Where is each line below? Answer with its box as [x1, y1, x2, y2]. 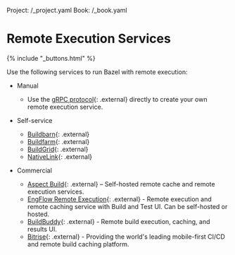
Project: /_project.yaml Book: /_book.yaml [6, 6, 127, 14]
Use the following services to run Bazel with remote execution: [6, 67, 188, 76]
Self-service [16, 116, 53, 124]
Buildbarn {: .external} [27, 130, 90, 138]
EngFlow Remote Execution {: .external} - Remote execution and [27, 194, 212, 203]
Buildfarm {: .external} [27, 137, 90, 146]
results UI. [27, 225, 58, 233]
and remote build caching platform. [27, 239, 129, 248]
